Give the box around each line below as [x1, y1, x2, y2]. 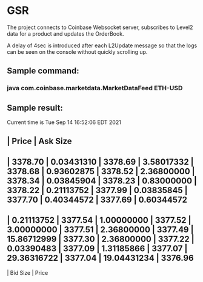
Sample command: [7, 66, 79, 76]
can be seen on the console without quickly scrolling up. [7, 48, 148, 55]
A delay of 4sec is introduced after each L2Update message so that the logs [7, 42, 198, 49]
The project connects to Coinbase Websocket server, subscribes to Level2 [7, 24, 193, 31]
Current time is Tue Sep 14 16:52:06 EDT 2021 [7, 119, 122, 126]
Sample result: [7, 102, 63, 113]
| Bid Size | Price [7, 269, 48, 276]
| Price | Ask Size [7, 136, 72, 146]
